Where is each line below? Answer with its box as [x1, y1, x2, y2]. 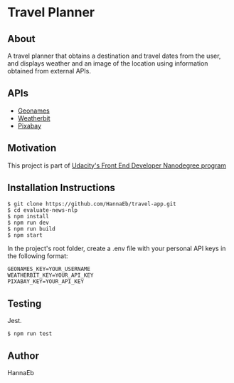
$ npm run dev [7, 219, 50, 227]
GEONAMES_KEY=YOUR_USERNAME [7, 265, 91, 273]
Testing [7, 297, 42, 310]
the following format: [7, 252, 69, 260]
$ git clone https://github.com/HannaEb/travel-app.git [7, 200, 176, 208]
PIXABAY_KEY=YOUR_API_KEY [7, 278, 84, 285]
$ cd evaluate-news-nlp [7, 207, 78, 214]
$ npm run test [7, 330, 53, 337]
